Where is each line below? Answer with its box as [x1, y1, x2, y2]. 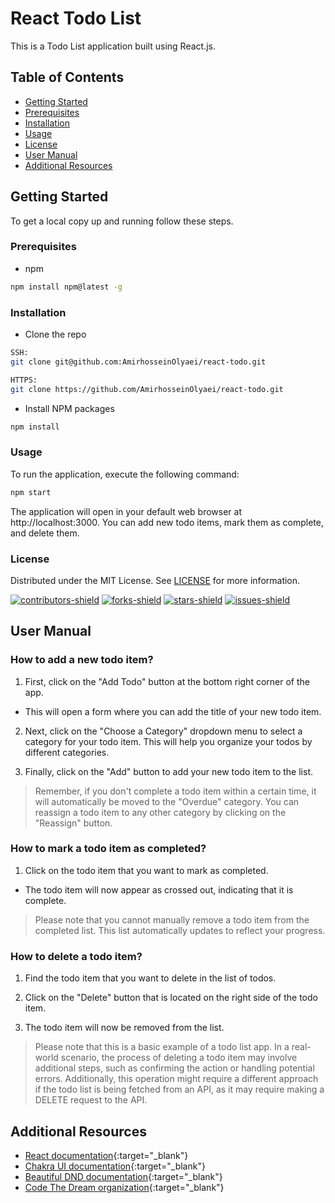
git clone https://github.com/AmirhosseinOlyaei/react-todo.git [10, 384, 284, 394]
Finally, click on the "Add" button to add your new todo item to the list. [24, 765, 313, 777]
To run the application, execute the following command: [10, 468, 240, 480]
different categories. [24, 746, 110, 758]
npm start [10, 487, 52, 497]
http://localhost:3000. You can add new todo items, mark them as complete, [10, 516, 324, 528]
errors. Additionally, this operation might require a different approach [34, 1073, 319, 1085]
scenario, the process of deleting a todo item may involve [60, 1052, 298, 1064]
